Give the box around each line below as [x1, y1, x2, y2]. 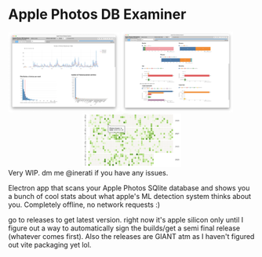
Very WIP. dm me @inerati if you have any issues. [8, 168, 169, 177]
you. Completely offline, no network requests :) [8, 200, 161, 209]
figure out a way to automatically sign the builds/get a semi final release [8, 223, 241, 233]
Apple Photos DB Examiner [8, 5, 187, 24]
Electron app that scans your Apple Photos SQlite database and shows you [8, 183, 250, 193]
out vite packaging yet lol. [8, 240, 92, 249]
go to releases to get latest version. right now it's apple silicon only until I [8, 215, 244, 224]
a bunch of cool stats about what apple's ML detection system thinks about [8, 191, 252, 201]
